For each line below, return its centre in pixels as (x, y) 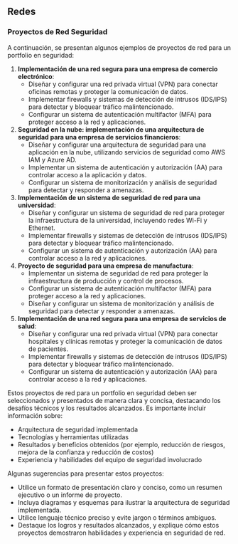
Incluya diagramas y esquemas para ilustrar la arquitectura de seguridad (124, 502)
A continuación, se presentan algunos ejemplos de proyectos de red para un (119, 47)
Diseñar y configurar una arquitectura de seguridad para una (117, 145)
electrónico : (36, 76)
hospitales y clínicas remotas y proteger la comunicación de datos (125, 341)
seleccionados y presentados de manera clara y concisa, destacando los (114, 400)
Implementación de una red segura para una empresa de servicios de (122, 318)
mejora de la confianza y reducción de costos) (86, 452)
